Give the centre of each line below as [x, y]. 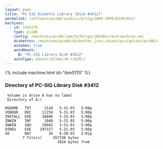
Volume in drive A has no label [40, 95]
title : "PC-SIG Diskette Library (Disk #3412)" [54, 14]
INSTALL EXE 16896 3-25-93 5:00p [49, 117]
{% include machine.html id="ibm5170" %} [48, 73]
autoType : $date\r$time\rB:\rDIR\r [50, 59]
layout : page [18, 9]
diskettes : [25, 41]
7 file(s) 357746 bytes [51, 138]
